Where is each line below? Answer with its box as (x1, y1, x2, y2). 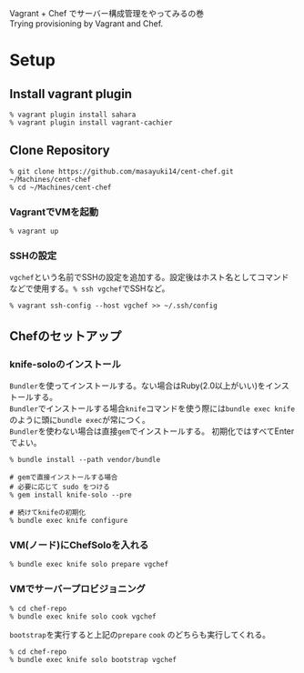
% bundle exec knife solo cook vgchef (9, 612, 157, 621)
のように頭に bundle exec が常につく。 (9, 415, 150, 426)
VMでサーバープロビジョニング (9, 583, 146, 596)
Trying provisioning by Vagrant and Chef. (9, 18, 164, 29)
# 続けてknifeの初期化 (9, 508, 86, 517)
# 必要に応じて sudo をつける (9, 483, 111, 492)
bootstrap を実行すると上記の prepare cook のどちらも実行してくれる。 (9, 628, 271, 639)
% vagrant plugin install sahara (9, 110, 137, 119)
